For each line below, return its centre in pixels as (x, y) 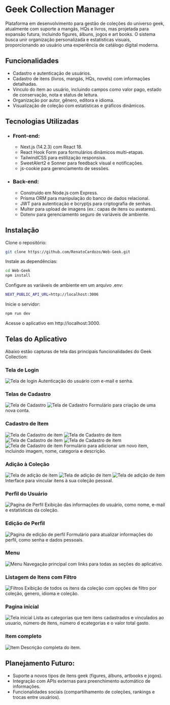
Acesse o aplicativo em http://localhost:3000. (53, 323)
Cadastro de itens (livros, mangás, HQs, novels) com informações (81, 78)
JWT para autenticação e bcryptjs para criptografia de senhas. (86, 204)
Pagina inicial (22, 607)
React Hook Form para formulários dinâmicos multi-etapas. (82, 152)
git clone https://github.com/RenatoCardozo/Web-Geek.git (68, 252)
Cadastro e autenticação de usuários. (52, 73)
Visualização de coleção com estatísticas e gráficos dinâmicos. (79, 106)
